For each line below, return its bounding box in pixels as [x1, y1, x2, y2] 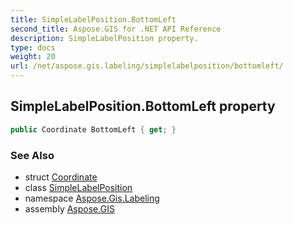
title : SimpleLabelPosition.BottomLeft [10, 14, 177, 25]
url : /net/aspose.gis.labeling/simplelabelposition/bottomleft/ [10, 61, 284, 71]
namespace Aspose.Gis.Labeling [24, 192, 160, 204]
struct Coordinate [24, 171, 98, 183]
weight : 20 [10, 52, 56, 62]
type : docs [10, 42, 56, 53]
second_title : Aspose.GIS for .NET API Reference [10, 24, 222, 34]
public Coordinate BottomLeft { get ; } [10, 124, 177, 135]
